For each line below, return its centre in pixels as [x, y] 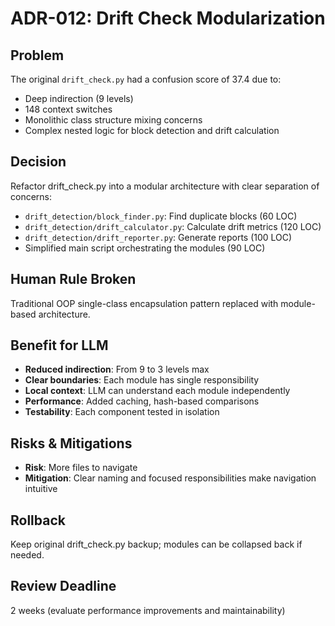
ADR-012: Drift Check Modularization [168, 18]
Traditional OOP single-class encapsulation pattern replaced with [144, 303]
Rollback [38, 520]
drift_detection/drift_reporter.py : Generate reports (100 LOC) [158, 237]
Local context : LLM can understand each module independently [157, 391]
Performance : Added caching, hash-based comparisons [142, 401]
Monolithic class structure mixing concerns [113, 120]
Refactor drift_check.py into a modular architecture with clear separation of [165, 186]
